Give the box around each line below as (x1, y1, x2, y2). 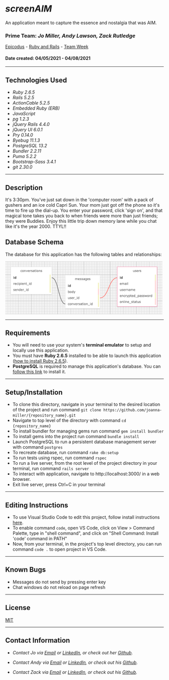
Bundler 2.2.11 (12, 148, 42, 154)
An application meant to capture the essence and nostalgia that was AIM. (5, 20, 157, 26)
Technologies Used (5, 76, 67, 84)
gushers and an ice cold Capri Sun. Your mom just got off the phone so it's (5, 202, 160, 208)
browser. (12, 476, 31, 482)
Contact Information (5, 636, 70, 645)
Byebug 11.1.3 (12, 137, 40, 143)
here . (12, 520, 24, 526)
